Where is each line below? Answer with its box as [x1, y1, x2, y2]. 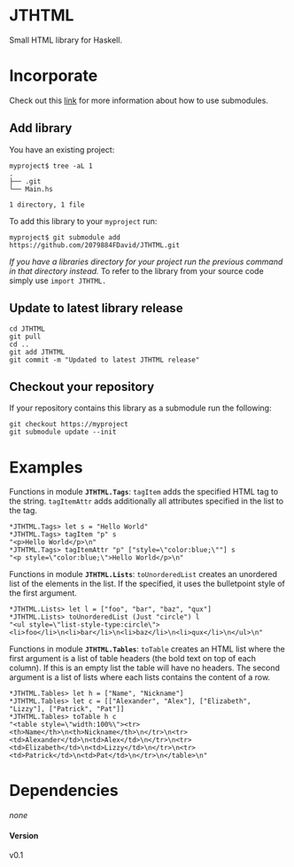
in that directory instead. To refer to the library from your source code [9, 265, 264, 276]
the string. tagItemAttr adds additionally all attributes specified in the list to [9, 496, 284, 506]
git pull [9, 332, 42, 341]
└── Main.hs [9, 184, 53, 193]
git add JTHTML [9, 348, 66, 356]
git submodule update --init [9, 427, 117, 437]
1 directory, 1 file [9, 200, 86, 209]
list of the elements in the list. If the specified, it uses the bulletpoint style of [9, 578, 286, 590]
